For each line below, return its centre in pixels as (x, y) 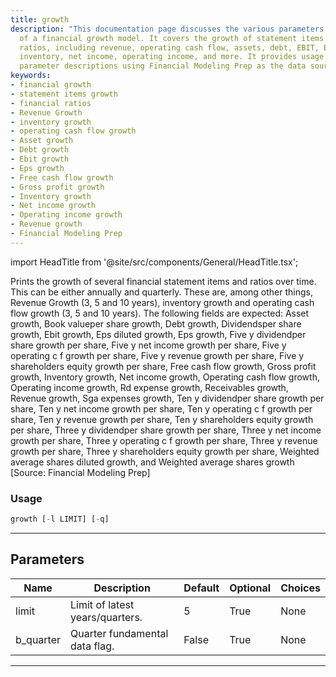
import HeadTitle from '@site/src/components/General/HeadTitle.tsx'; (154, 262)
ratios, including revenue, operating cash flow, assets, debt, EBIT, (169, 47)
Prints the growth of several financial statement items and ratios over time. (163, 281)
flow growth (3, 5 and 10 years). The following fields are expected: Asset (160, 313)
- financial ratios (51, 103)
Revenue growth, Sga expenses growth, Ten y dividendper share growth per (167, 398)
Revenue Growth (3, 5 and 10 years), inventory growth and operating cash (162, 302)
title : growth (40, 19)
